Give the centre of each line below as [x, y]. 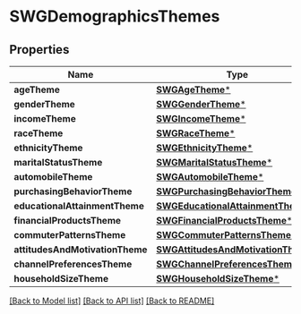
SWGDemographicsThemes [115, 17]
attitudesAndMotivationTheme [81, 250]
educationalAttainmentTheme [79, 206]
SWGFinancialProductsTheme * [224, 221]
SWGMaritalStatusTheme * [215, 162]
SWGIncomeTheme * [201, 119]
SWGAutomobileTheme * [210, 177]
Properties [39, 50]
